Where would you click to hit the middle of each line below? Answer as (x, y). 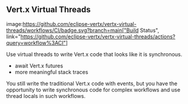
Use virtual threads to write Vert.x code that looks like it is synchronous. (94, 54)
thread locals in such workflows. (46, 96)
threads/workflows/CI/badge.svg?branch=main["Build (72, 30)
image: (15, 24)
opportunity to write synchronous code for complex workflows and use (93, 90)
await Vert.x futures (39, 66)
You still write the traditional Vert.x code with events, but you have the (92, 83)
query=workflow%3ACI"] (37, 43)
